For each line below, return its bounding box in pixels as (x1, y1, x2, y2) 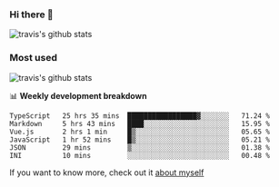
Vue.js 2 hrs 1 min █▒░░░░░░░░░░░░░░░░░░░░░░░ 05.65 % (9, 127, 271, 136)
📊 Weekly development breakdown (9, 90, 147, 101)
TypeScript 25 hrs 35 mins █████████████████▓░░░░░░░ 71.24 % (9, 111, 271, 121)
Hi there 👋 (9, 8, 55, 21)
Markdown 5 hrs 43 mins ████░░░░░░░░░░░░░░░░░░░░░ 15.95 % (9, 119, 271, 128)
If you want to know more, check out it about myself (9, 167, 204, 178)
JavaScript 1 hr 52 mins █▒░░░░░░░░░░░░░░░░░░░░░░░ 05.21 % (9, 135, 271, 144)
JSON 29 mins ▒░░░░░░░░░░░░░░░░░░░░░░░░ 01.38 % (9, 143, 271, 153)
